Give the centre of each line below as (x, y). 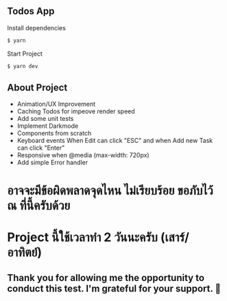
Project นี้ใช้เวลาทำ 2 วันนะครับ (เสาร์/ (98, 237)
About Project (37, 88)
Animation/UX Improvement (56, 104)
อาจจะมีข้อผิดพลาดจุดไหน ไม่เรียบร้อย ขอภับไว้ (110, 190)
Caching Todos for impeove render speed (76, 111)
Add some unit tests (45, 119)
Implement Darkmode (48, 126)
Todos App (31, 11)
